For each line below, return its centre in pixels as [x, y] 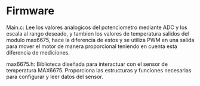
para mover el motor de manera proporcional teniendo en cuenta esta [92, 46]
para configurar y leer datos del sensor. [55, 77]
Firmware [30, 11]
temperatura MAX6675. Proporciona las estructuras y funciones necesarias [99, 70]
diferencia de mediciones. [38, 52]
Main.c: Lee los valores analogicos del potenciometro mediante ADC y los [97, 27]
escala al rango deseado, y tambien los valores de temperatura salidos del [98, 33]
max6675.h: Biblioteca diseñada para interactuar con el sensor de [87, 64]
